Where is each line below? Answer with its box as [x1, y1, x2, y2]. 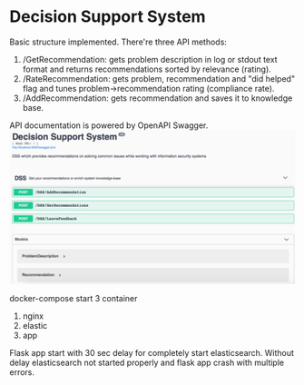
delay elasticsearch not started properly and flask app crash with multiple [9, 357, 284, 368]
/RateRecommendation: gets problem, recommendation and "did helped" [22, 73, 296, 84]
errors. [9, 366, 34, 378]
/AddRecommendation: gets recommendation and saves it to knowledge [22, 93, 293, 104]
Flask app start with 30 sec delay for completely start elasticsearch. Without [9, 347, 295, 358]
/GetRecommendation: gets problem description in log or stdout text [22, 54, 279, 64]
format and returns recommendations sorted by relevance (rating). [22, 64, 272, 74]
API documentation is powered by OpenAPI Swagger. [9, 120, 209, 131]
